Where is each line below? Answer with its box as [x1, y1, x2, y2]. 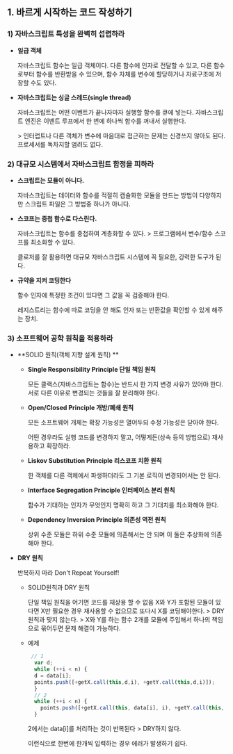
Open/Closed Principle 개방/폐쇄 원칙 [27, 404, 134, 412]
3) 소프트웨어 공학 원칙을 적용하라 [7, 333, 113, 343]
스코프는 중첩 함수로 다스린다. [17, 214, 97, 222]
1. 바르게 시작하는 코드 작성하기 [7, 6, 132, 19]
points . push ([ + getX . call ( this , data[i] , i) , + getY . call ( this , [40, 705, 225, 712]
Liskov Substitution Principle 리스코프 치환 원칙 [27, 457, 162, 465]
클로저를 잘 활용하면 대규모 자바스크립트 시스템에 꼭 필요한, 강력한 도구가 [17, 252, 214, 261]
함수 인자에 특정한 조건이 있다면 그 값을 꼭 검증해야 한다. [17, 290, 170, 299]
